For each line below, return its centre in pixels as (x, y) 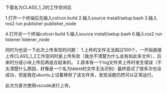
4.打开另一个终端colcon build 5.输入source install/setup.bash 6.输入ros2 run (84, 34)
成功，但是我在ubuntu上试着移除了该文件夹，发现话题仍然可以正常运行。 (81, 75)
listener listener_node (28, 39)
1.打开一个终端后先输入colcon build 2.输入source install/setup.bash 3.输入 (81, 18)
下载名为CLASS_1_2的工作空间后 (38, 7)
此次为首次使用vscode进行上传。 (39, 85)
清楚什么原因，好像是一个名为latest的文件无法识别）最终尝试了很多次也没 (85, 68)
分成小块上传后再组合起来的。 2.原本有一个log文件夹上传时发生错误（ (86, 62)
